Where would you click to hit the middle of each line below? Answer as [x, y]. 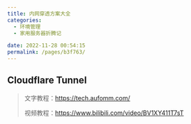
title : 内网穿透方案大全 [39, 14]
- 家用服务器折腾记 [37, 33]
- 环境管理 [27, 26]
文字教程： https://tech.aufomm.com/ [77, 98]
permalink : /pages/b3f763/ [46, 52]
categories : [24, 20]
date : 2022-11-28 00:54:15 [46, 46]
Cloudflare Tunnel [47, 80]
